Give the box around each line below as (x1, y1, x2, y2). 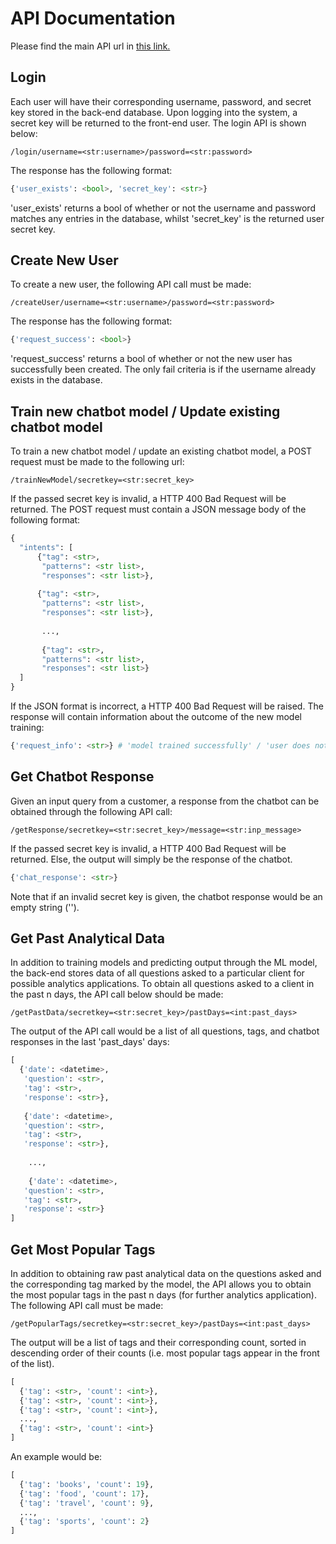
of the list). (10, 1357, 55, 1369)
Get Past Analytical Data (10, 930, 165, 947)
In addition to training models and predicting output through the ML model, (10, 957, 318, 969)
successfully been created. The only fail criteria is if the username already (10, 363, 317, 376)
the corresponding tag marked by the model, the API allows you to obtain (10, 1278, 312, 1290)
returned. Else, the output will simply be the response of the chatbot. (10, 853, 293, 865)
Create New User (10, 252, 119, 269)
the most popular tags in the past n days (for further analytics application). (10, 1288, 317, 1301)
